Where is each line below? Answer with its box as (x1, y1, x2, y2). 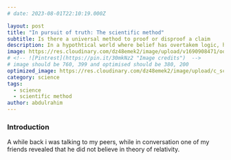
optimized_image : (7, 67, 57, 74)
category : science (7, 74, 60, 81)
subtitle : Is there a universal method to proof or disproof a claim (7, 35, 211, 42)
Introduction (7, 122, 49, 132)
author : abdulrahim (7, 99, 63, 107)
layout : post (7, 22, 45, 30)
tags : (7, 80, 23, 87)
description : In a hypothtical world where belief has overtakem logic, (7, 42, 220, 49)
